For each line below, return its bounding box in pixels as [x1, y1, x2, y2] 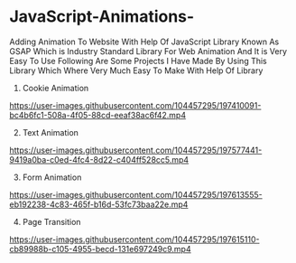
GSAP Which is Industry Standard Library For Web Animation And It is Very [9, 45, 287, 56]
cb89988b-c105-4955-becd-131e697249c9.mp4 [9, 243, 191, 254]
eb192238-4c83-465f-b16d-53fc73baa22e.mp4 [9, 199, 189, 210]
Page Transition [22, 216, 81, 227]
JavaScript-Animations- [9, 6, 195, 27]
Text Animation [22, 127, 79, 137]
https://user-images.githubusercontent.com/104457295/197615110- [9, 233, 260, 245]
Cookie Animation [22, 82, 89, 93]
